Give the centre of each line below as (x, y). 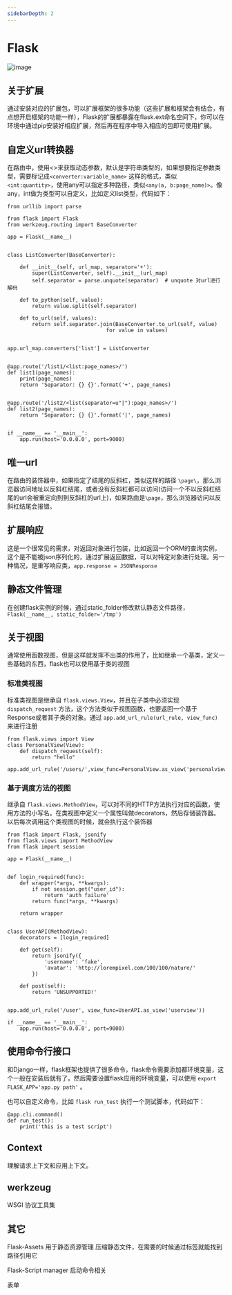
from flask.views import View (51, 739)
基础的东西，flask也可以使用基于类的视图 (71, 664)
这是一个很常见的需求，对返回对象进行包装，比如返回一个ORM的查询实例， (114, 548)
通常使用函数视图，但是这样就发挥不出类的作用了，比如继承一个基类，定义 (113, 655)
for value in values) (137, 330)
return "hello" (54, 757)
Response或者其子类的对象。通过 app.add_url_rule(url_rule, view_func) (113, 717)
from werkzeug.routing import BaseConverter (72, 225)
